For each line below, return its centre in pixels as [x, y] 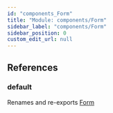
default [20, 87]
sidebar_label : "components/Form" [57, 26]
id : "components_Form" [40, 14]
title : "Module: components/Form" [57, 20]
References [33, 68]
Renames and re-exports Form [51, 102]
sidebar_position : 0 [37, 33]
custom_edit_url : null [40, 40]
